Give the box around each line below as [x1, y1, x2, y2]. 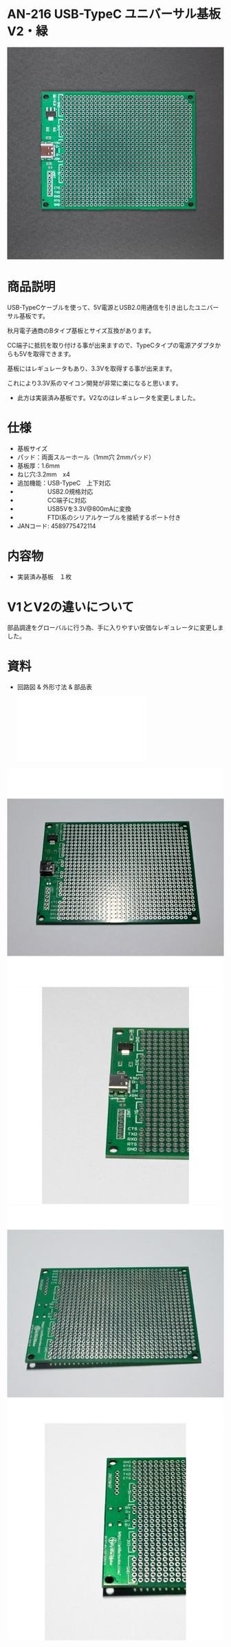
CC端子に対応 [47, 496, 87, 504]
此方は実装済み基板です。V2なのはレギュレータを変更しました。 [16, 393, 199, 401]
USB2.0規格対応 [47, 487, 93, 496]
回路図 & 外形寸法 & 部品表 [16, 682, 93, 691]
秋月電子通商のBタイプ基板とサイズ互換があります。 [7, 326, 155, 335]
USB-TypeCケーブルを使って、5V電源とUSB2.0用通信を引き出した [7, 303, 195, 311]
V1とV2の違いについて [7, 599, 134, 615]
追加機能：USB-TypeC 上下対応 [16, 479, 111, 487]
